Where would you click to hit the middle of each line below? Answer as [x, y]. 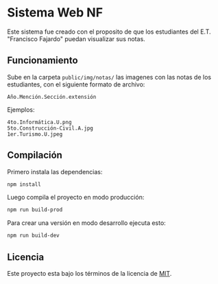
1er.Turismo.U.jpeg [35, 134]
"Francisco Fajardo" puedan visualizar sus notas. [76, 38]
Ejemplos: [21, 109]
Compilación [35, 155]
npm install [24, 184]
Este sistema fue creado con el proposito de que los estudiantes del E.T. [109, 32]
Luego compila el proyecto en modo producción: [76, 198]
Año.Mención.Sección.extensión [52, 97]
